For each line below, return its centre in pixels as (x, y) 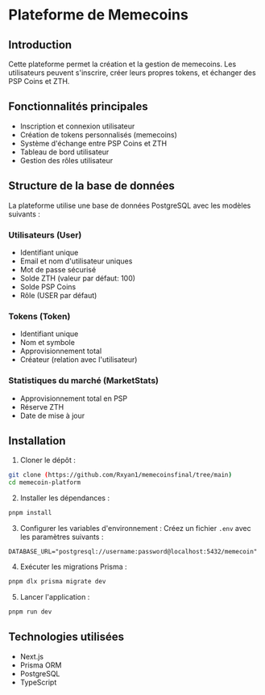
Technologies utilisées (66, 637)
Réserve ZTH (42, 406)
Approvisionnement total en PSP (74, 398)
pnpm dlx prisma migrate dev (57, 581)
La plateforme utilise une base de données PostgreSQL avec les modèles (130, 205)
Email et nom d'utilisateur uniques (76, 261)
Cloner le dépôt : (48, 460)
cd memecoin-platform (45, 482)
